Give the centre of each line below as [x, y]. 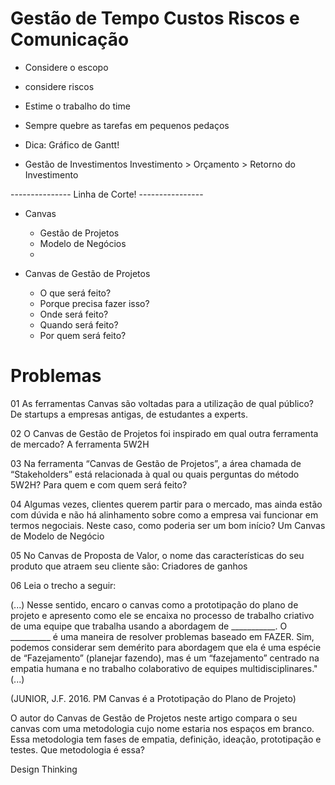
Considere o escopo [66, 67]
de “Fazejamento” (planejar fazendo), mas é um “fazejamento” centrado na [165, 658]
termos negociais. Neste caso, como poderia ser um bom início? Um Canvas [168, 525]
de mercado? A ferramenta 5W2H [80, 444]
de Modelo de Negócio [57, 536]
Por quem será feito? [83, 335]
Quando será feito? [79, 324]
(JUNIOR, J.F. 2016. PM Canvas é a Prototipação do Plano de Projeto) [153, 698]
